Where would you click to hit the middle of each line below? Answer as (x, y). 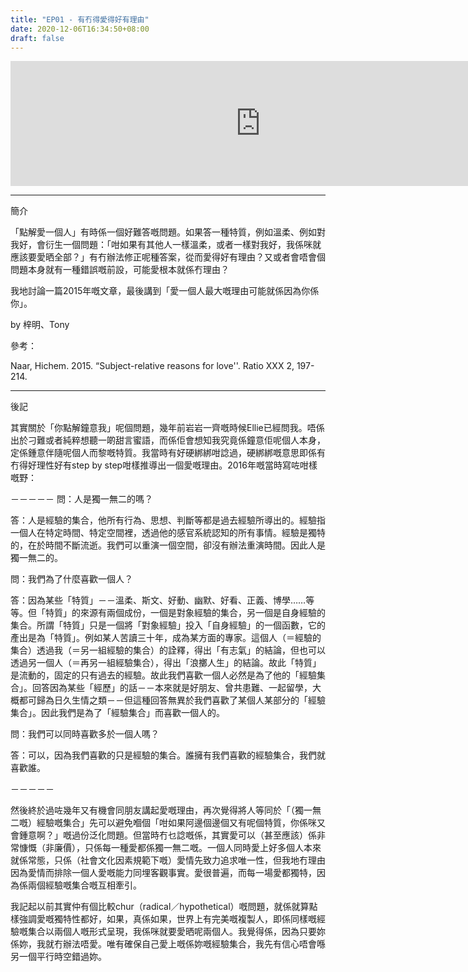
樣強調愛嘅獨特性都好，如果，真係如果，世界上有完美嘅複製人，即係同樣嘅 (163, 919)
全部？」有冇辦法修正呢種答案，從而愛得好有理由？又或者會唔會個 (189, 257)
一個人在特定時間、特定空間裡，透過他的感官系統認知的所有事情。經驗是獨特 (168, 533)
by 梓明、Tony (40, 325)
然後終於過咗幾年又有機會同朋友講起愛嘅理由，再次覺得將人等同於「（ (152, 810)
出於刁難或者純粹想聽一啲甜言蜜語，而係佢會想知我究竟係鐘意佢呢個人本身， (168, 440)
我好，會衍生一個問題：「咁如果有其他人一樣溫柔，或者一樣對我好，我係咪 (161, 245)
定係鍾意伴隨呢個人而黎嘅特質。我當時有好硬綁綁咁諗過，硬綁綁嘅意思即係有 (168, 453)
